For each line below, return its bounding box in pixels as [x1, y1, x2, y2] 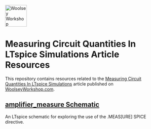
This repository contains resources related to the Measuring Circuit [5, 76, 142, 82]
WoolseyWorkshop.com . [5, 86, 55, 92]
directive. [5, 119, 24, 125]
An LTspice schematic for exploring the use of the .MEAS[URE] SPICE [5, 114, 147, 120]
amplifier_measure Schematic [5, 100, 100, 109]
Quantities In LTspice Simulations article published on [5, 81, 113, 86]
